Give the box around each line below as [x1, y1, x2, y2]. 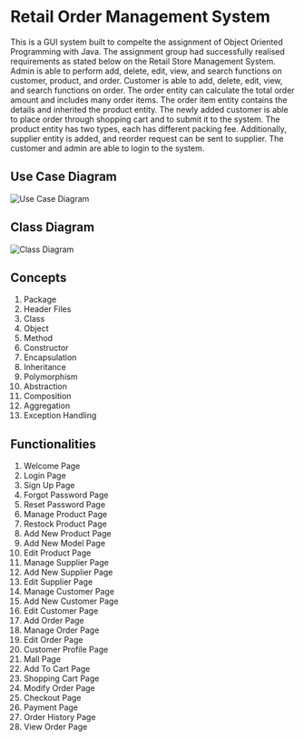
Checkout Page [23, 693, 82, 704]
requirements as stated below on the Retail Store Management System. [10, 55, 276, 66]
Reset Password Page [23, 499, 106, 510]
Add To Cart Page [23, 664, 91, 675]
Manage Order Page [23, 625, 100, 636]
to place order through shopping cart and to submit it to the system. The [10, 114, 280, 125]
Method [23, 333, 54, 344]
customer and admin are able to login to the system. [10, 143, 205, 154]
